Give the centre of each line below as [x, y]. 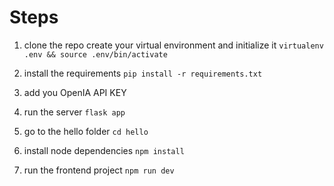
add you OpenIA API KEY [75, 92]
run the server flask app [74, 112]
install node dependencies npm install [104, 150]
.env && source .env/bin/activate [95, 54]
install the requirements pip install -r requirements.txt [143, 73]
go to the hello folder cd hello [86, 131]
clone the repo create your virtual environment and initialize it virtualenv [173, 45]
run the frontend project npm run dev [99, 170]
